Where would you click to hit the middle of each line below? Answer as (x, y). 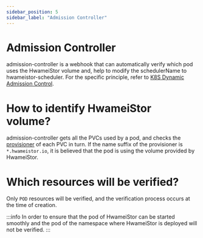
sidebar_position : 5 (33, 12)
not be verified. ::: (28, 230)
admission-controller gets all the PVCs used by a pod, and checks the (94, 138)
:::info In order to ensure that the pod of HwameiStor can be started (91, 217)
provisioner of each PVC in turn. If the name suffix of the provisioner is (95, 144)
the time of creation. (32, 205)
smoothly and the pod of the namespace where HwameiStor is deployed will (102, 223)
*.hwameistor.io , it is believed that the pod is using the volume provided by (101, 151)
